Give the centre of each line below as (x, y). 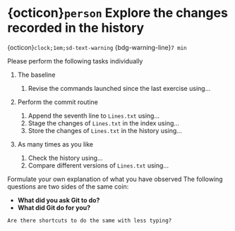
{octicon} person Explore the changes (117, 13)
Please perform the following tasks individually (75, 61)
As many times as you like (55, 144)
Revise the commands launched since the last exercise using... (119, 88)
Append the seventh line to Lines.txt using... (94, 115)
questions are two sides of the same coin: (68, 186)
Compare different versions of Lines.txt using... (98, 165)
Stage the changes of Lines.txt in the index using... (104, 123)
